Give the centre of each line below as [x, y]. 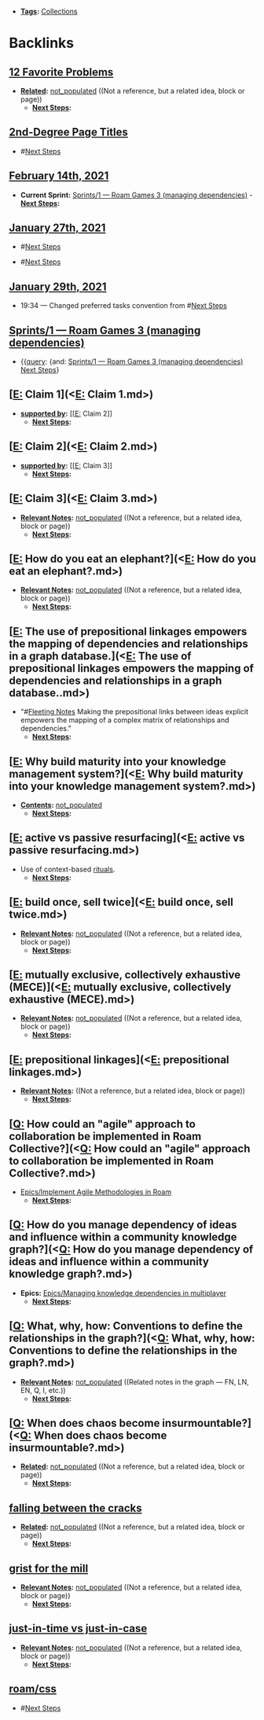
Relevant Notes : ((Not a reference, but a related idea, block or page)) [133, 1091]
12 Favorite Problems [61, 72]
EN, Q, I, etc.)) [43, 1390]
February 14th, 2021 [59, 176]
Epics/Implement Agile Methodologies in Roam [96, 1192]
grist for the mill [49, 1568]
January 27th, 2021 [57, 228]
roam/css [33, 1689]
